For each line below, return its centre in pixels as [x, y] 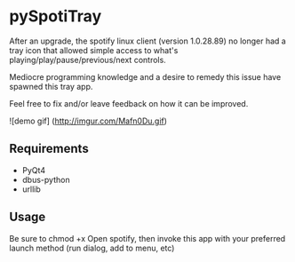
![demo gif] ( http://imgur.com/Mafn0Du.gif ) [88, 121]
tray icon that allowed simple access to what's [94, 50]
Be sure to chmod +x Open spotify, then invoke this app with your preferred [147, 238]
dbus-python [46, 179]
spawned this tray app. [51, 86]
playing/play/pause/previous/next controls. [88, 60]
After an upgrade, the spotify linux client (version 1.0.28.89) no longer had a [147, 41]
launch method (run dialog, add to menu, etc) [92, 248]
